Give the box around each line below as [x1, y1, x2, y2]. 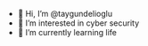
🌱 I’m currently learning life [17, 27, 118, 37]
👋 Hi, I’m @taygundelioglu [17, 9, 113, 19]
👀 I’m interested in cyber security [17, 18, 140, 28]
